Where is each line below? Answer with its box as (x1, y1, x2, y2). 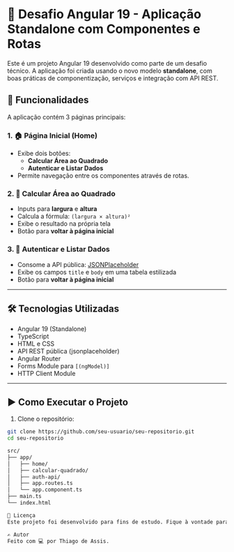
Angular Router (17, 354, 61, 363)
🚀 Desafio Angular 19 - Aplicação (7, 6, 202, 22)
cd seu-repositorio (7, 435, 64, 442)
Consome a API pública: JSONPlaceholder (17, 260, 139, 268)
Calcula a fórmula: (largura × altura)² (17, 212, 131, 221)
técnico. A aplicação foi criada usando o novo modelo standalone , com (7, 66, 212, 75)
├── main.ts (7, 493, 42, 500)
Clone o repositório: (17, 415, 75, 423)
